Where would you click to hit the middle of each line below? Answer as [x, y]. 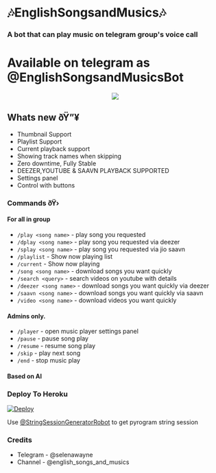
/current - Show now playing [58, 264]
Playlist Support [39, 141]
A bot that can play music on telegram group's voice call [103, 34]
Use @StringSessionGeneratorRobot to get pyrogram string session [103, 422]
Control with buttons [46, 185]
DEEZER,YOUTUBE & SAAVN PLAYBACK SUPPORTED [93, 170]
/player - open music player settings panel [78, 332]
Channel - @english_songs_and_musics [73, 462]
